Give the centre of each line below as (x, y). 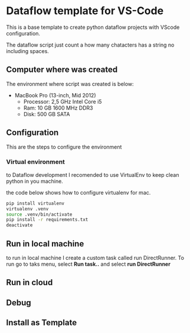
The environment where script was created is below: (70, 84)
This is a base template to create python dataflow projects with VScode (93, 27)
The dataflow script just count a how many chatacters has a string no (90, 45)
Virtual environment (35, 162)
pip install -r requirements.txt (47, 220)
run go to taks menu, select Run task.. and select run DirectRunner (89, 264)
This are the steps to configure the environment (64, 147)
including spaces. (27, 51)
